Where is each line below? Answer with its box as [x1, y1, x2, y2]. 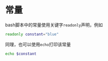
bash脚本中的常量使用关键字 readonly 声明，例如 [5, 22, 103, 28]
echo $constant [5, 51, 37, 56]
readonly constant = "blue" [5, 32, 59, 37]
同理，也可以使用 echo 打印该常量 [5, 41, 71, 47]
